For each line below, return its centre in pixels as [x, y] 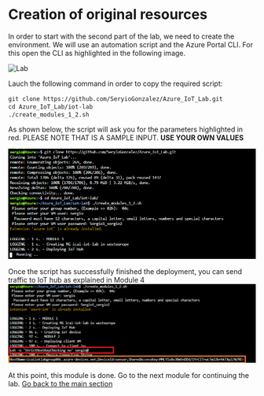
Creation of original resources [108, 15]
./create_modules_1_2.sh [49, 115]
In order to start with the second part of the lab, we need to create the [121, 36]
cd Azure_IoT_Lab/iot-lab [50, 107]
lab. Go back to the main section [60, 384]
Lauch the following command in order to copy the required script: [115, 83]
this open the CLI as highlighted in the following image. [97, 53]
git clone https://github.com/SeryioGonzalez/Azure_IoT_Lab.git [115, 99]
